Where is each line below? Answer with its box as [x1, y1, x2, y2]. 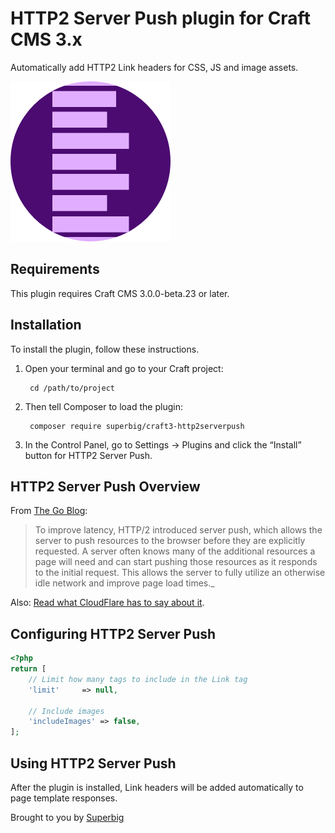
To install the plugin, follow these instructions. [10, 343, 200, 355]
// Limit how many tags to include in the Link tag [28, 674, 248, 684]
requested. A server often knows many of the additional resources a [34, 545, 316, 557]
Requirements [10, 261, 100, 278]
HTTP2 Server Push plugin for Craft [10, 7, 311, 30]
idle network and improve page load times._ [34, 577, 215, 589]
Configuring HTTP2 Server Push [10, 625, 217, 642]
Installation [10, 317, 82, 334]
